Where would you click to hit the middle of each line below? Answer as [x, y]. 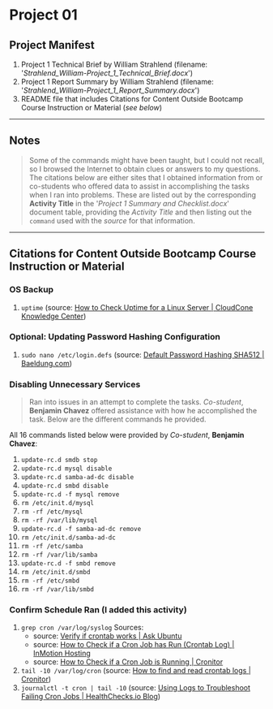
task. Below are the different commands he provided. [117, 419]
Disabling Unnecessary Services [75, 384]
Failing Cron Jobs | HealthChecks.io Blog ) [91, 697]
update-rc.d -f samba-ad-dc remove [81, 530]
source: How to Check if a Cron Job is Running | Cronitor [128, 662]
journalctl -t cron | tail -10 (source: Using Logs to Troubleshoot [135, 688]
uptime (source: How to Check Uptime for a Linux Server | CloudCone [137, 307]
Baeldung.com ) [46, 363]
